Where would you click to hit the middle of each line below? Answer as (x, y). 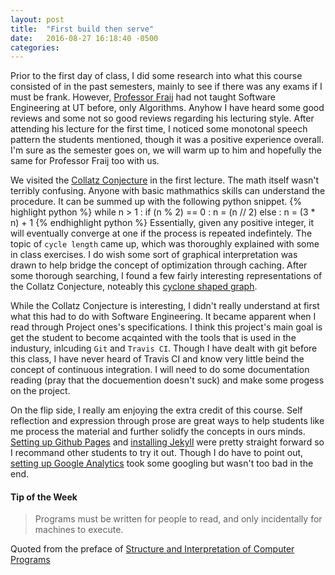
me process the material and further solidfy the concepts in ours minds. (158, 432)
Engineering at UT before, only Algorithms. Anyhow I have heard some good (167, 108)
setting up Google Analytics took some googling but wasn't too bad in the (162, 463)
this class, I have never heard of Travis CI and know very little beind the (157, 359)
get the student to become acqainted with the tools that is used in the (153, 338)
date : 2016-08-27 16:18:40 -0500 (84, 38)
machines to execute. (79, 530)
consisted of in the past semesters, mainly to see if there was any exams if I (166, 87)
